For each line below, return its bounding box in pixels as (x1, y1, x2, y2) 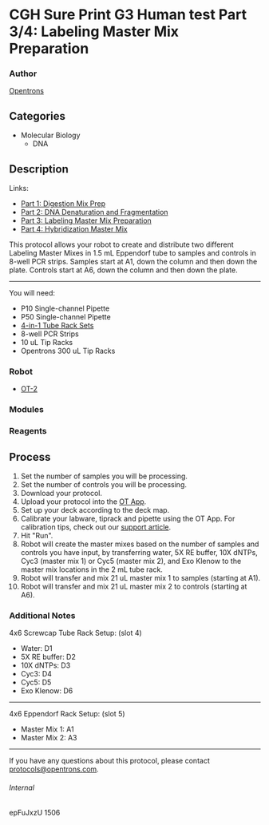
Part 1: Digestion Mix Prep (20, 199, 106, 208)
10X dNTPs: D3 (20, 660, 71, 670)
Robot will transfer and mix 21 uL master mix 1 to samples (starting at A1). (20, 573, 261, 583)
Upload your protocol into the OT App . (20, 497, 147, 506)
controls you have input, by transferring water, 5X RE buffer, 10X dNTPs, (20, 548, 258, 557)
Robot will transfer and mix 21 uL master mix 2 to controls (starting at (20, 581, 247, 592)
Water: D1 (20, 644, 53, 653)
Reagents (9, 426, 47, 437)
